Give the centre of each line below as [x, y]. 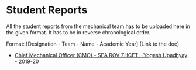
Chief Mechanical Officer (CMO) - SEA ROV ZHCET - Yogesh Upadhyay [101, 55]
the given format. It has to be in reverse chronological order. [78, 32]
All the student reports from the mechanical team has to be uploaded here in [98, 26]
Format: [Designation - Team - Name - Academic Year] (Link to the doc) [93, 44]
